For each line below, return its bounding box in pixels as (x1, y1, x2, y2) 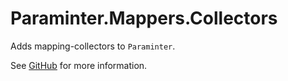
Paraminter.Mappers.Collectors (10, 7, 278, 30)
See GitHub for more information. (10, 59, 148, 71)
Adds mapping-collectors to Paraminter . (10, 40, 176, 52)
